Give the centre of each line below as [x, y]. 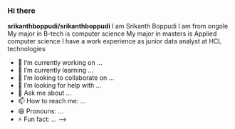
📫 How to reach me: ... [52, 101]
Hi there [21, 11]
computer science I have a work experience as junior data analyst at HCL [115, 41]
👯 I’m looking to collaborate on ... [66, 78]
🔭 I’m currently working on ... [60, 63]
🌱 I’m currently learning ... [56, 71]
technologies [26, 49]
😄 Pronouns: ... [41, 111]
